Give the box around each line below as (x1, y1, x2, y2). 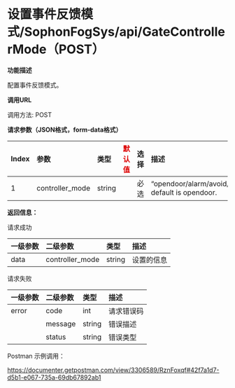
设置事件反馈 (7, 6, 82, 22)
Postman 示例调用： (7, 352, 65, 360)
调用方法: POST (7, 110, 52, 119)
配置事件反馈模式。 (7, 81, 63, 89)
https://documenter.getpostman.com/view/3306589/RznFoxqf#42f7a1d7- (7, 366, 220, 374)
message (45, 319, 76, 328)
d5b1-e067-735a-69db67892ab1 (7, 373, 101, 382)
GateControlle (142, 24, 225, 40)
